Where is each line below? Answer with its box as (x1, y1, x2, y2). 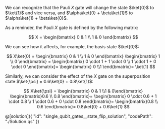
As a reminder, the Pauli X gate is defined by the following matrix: (5, 25, 139, 31)
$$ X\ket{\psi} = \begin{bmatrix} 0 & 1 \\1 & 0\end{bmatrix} (23, 88, 143, 94)
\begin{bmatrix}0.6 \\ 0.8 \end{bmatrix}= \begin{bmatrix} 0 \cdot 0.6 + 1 (9, 94, 157, 99)
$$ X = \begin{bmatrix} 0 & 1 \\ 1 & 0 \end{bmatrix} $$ (28, 34, 138, 40)
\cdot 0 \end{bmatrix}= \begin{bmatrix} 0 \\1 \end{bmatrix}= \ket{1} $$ (11, 64, 156, 69)
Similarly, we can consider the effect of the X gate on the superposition (5, 73, 151, 79)
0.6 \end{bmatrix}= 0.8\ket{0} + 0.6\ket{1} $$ (37, 104, 130, 109)
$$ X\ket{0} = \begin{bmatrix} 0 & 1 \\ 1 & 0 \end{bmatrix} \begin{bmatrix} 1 (6, 53, 160, 59)
